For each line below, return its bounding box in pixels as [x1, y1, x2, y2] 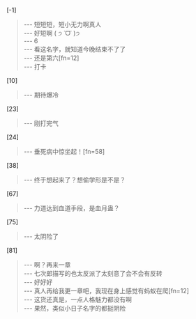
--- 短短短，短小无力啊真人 [23, 20, 102, 29]
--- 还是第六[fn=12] [23, 54, 80, 62]
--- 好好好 [23, 278, 53, 286]
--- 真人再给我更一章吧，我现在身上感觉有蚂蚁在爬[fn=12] [23, 287, 190, 295]
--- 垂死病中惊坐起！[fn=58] [23, 148, 105, 155]
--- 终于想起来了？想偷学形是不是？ [23, 176, 126, 184]
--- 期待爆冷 [23, 91, 59, 99]
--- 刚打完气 [23, 119, 59, 127]
